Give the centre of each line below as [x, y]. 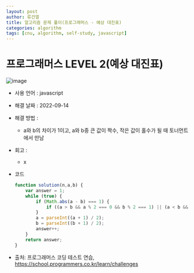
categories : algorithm [34, 28]
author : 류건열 [23, 17]
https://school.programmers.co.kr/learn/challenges [76, 264]
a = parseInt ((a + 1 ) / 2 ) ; [70, 218]
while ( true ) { [44, 196]
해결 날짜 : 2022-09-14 [42, 106]
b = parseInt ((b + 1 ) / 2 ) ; [70, 224]
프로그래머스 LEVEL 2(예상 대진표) [85, 64]
